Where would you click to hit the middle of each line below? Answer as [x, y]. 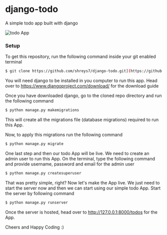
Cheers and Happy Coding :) [34, 227]
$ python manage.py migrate [34, 143]
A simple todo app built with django [42, 23]
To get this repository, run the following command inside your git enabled [80, 56]
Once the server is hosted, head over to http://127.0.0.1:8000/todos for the [81, 212]
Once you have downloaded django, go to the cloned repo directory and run [83, 95]
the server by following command [40, 193]
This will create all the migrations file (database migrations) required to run [82, 119]
